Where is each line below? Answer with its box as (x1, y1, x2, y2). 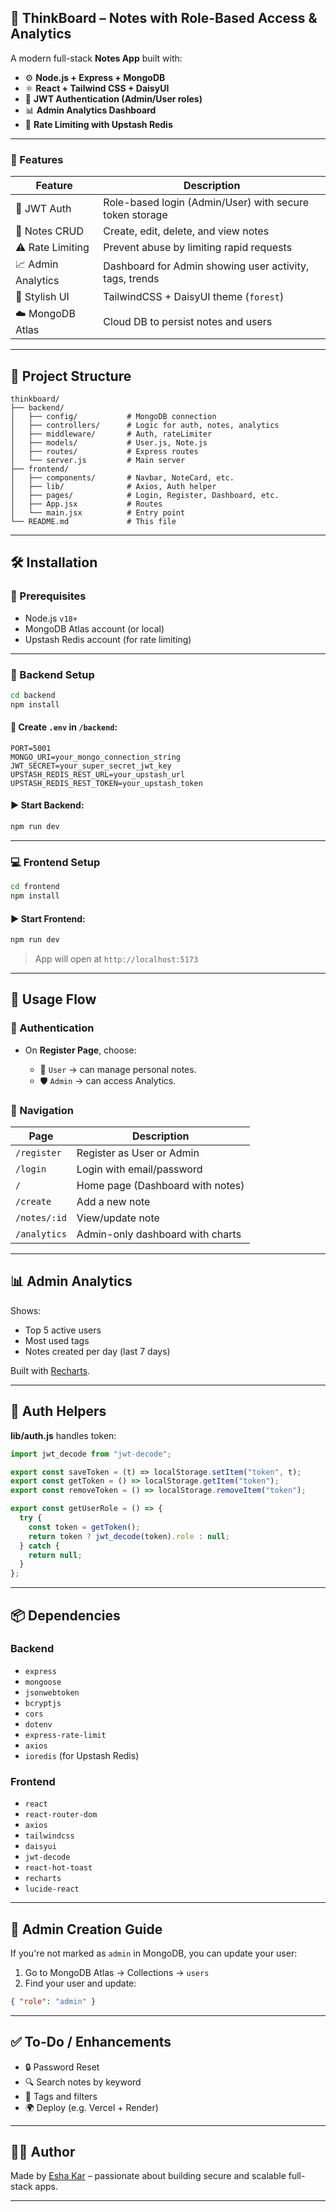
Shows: (10, 1304, 42, 1316)
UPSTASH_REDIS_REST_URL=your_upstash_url (10, 769, 186, 780)
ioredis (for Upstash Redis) (24, 1749, 140, 1761)
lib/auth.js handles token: (10, 1429, 117, 1441)
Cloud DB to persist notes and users (103, 314, 273, 328)
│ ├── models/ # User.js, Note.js (10, 437, 208, 448)
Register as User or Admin (76, 1146, 200, 1160)
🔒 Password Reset (24, 2061, 100, 2073)
